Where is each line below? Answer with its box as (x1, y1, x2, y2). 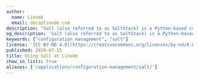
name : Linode (11, 14, 44, 20)
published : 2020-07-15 (6, 48, 62, 53)
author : (6, 8, 25, 15)
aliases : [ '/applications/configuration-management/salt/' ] (6, 64, 158, 70)
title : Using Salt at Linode (6, 53, 78, 59)
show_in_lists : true (6, 58, 57, 64)
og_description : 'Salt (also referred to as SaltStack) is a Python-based (6, 31, 195, 37)
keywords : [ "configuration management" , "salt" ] (6, 36, 129, 42)
